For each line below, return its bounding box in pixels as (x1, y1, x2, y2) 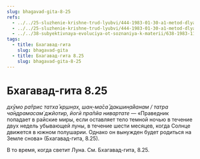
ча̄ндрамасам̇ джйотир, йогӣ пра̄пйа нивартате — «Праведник (7, 110, 169, 117)
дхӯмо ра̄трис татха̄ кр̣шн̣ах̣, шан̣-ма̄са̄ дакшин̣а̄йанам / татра (7, 103, 169, 110)
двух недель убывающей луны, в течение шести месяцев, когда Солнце (7, 122, 191, 129)
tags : (7, 36, 20, 42)
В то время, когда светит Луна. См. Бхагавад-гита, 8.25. (7, 147, 150, 154)
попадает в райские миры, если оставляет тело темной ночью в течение (7, 116, 193, 123)
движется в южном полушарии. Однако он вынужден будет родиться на (7, 129, 192, 136)
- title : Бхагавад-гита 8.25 (12, 53, 84, 59)
